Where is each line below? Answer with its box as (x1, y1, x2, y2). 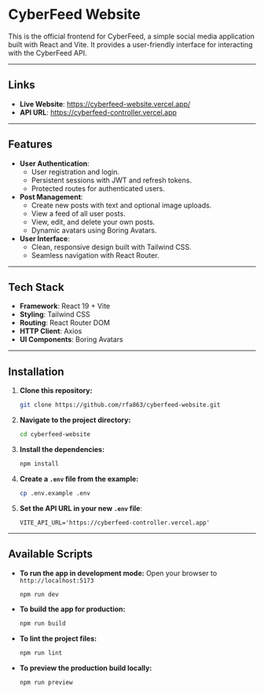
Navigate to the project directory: (19, 415, 131, 425)
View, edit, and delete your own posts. (31, 217, 156, 226)
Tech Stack (8, 281, 64, 294)
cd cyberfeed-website (19, 431, 90, 439)
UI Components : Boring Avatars (19, 335, 123, 344)
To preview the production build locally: (19, 663, 152, 673)
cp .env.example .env (19, 489, 90, 497)
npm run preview (19, 678, 73, 687)
